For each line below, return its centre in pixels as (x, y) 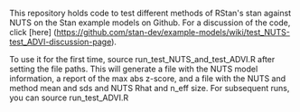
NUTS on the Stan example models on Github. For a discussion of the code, (150, 23)
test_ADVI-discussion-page (61, 42)
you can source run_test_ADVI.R (69, 98)
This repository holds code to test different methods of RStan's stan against (150, 13)
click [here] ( (33, 32)
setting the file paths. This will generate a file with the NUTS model (134, 69)
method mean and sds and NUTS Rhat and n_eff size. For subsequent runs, (150, 88)
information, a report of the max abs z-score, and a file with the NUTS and (148, 79)
